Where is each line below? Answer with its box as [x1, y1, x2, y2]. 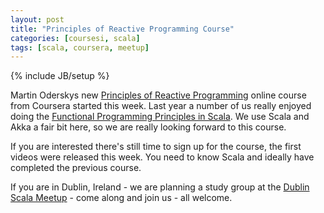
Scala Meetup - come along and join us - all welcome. [10, 192, 233, 204]
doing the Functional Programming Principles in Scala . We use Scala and [10, 111, 310, 123]
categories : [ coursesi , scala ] [10, 33, 141, 43]
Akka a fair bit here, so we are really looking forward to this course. [10, 121, 287, 133]
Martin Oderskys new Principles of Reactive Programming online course [10, 89, 307, 101]
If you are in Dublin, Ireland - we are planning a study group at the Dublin [10, 181, 310, 193]
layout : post [10, 14, 65, 25]
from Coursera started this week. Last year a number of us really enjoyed [10, 100, 312, 112]
